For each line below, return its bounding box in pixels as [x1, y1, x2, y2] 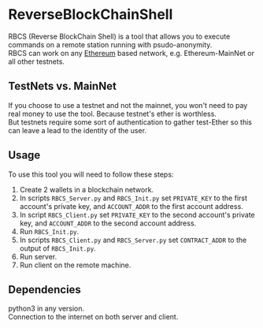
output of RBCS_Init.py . [19, 243, 96, 253]
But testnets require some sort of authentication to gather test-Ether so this [8, 117, 252, 127]
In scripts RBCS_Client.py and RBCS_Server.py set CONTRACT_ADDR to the [19, 235, 247, 244]
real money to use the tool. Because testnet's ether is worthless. [8, 109, 217, 118]
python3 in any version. [8, 304, 85, 313]
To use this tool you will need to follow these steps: [8, 170, 174, 179]
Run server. [19, 252, 57, 261]
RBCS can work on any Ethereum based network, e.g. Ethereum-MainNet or [8, 48, 254, 58]
